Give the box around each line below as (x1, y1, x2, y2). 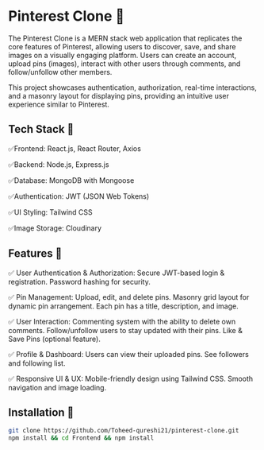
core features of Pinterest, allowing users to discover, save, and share (8, 41, 236, 51)
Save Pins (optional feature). (8, 334, 101, 343)
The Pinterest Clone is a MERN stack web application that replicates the (8, 33, 243, 43)
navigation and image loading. (8, 382, 107, 392)
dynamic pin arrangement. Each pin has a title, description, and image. (8, 301, 239, 311)
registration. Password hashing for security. (8, 277, 151, 286)
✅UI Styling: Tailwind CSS (8, 207, 93, 217)
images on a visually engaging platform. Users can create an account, (8, 50, 237, 60)
